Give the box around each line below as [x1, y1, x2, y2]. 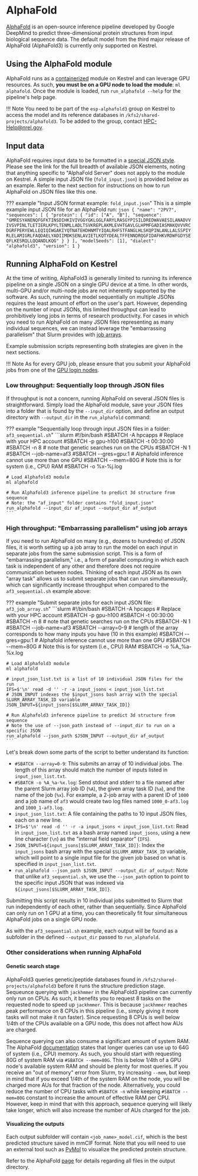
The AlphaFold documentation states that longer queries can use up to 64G [6, 1044, 190, 1051]
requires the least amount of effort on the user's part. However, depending [6, 299, 187, 307]
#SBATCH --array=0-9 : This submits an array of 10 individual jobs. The [14, 760, 183, 767]
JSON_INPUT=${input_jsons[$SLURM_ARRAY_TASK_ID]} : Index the [14, 841, 165, 848]
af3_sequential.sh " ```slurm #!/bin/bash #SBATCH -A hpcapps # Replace [6, 431, 184, 438]
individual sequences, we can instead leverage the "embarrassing [6, 325, 166, 332]
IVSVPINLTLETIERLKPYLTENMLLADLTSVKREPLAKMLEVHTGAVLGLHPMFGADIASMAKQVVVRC [6, 222, 192, 228]
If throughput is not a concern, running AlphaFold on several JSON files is [6, 395, 185, 402]
